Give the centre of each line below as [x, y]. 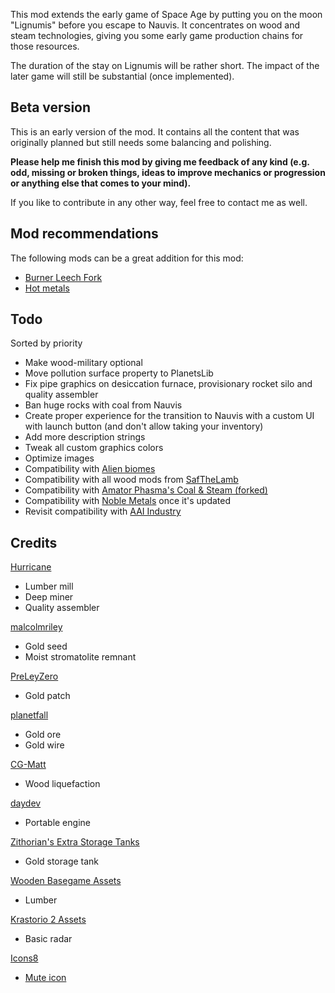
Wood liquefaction [62, 784]
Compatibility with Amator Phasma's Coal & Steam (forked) [146, 490]
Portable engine [57, 823]
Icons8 [24, 958]
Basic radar [48, 939]
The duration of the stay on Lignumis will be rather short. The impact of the [165, 65]
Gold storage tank [62, 861]
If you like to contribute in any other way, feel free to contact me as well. [159, 202]
